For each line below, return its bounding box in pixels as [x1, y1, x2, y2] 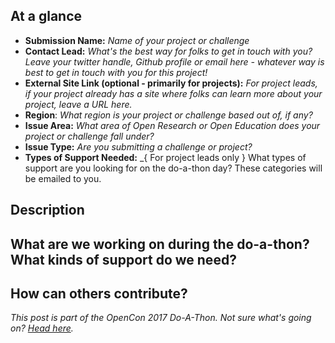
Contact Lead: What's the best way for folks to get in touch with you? [24, 45, 313, 57]
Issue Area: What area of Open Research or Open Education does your [24, 119, 321, 131]
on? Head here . [10, 322, 74, 334]
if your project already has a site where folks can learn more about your [24, 87, 323, 99]
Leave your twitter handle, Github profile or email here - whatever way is [24, 55, 325, 68]
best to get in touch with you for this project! [24, 66, 208, 78]
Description [10, 202, 85, 219]
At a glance [10, 8, 83, 25]
